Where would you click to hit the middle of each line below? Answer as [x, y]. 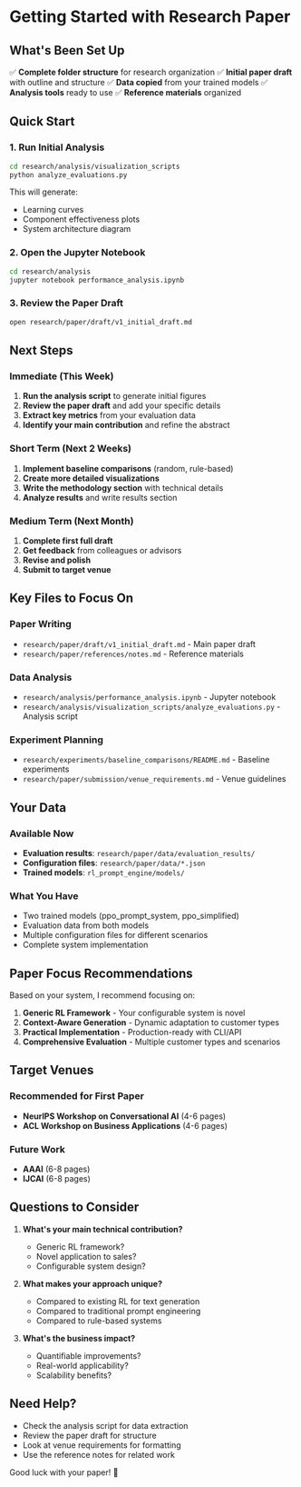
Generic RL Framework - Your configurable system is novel [134, 1013]
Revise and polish [57, 560]
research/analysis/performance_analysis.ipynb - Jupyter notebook [149, 696]
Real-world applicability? [82, 1365]
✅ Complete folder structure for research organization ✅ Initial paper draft [151, 72]
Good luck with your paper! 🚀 [64, 1472]
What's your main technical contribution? [102, 1229]
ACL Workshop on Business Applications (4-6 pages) [125, 1125]
